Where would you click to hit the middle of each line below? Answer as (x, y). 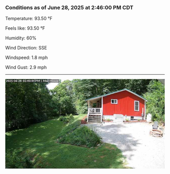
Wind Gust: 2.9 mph (26, 68)
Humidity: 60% (21, 38)
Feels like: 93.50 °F (25, 28)
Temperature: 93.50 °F (29, 19)
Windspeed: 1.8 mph (27, 57)
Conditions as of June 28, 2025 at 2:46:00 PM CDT (69, 8)
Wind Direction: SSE (26, 48)
